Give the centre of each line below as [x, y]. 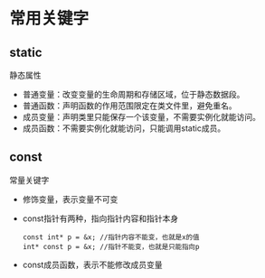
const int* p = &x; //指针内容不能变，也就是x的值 [111, 237]
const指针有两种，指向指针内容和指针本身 [100, 218]
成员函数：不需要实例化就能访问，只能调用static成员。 [124, 128]
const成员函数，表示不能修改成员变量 [92, 264]
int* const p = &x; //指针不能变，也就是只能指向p [111, 246]
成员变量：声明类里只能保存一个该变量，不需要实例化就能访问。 [141, 117]
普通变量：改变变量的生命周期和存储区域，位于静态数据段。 [133, 94]
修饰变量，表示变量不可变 [70, 199]
